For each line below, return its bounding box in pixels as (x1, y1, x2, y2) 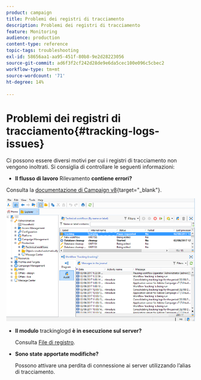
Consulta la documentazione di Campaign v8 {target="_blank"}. (6, 186, 162, 194)
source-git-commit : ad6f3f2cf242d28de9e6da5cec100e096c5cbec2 (6, 60, 165, 66)
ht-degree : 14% (6, 79, 44, 85)
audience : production (6, 35, 60, 41)
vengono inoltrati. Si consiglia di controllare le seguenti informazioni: (6, 163, 175, 170)
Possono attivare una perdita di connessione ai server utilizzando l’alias (14, 361, 191, 369)
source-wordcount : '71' (6, 72, 66, 79)
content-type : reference (6, 41, 68, 47)
